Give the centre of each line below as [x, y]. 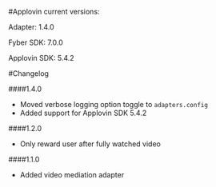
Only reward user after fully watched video [90, 144]
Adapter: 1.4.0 [31, 27]
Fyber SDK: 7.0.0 [36, 42]
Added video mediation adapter [72, 175]
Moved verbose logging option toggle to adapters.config [114, 104]
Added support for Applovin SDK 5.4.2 [83, 113]
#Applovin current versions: [54, 12]
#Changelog [29, 74]
